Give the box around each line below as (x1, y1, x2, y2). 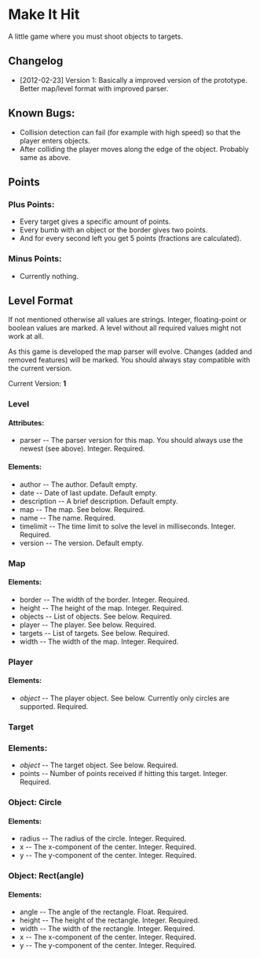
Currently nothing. (19, 271, 79, 280)
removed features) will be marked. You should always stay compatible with (8, 355, 251, 365)
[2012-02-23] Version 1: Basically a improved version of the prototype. (19, 75, 248, 84)
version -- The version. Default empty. (19, 538, 144, 548)
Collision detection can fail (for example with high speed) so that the (19, 128, 241, 137)
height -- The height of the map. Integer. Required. (19, 603, 184, 612)
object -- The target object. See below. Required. (19, 760, 178, 770)
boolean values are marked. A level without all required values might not (8, 323, 242, 332)
